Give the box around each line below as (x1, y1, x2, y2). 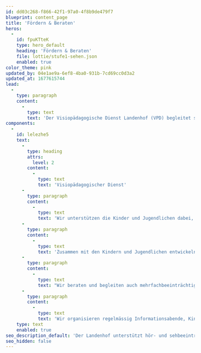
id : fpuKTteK (16, 37, 49, 43)
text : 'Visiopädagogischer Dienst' (37, 182, 127, 188)
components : (5, 121, 35, 127)
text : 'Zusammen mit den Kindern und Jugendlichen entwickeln (37, 249, 197, 255)
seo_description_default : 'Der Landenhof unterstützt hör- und (5, 333, 167, 339)
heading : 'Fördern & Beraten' (16, 48, 92, 54)
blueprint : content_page (5, 14, 68, 20)
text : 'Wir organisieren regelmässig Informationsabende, (37, 316, 186, 322)
